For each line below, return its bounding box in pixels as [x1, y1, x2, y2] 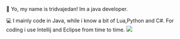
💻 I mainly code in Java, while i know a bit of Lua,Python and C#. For [6, 17, 174, 24]
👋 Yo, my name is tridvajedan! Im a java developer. [6, 6, 128, 12]
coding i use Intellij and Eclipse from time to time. [6, 26, 125, 33]
